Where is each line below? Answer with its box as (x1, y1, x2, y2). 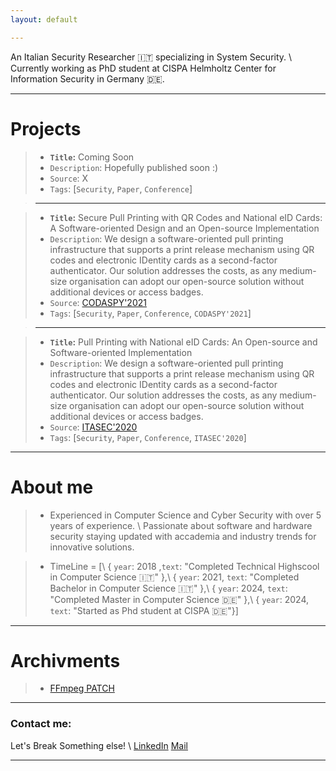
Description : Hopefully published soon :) (49, 161, 219, 173)
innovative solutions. (49, 541, 135, 553)
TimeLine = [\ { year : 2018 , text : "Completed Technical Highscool (49, 560, 320, 572)
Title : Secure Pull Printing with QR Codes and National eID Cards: (49, 211, 323, 223)
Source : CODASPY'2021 (49, 296, 147, 308)
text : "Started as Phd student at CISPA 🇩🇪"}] (49, 604, 239, 616)
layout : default (10, 14, 78, 25)
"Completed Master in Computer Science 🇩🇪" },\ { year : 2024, (49, 593, 310, 605)
